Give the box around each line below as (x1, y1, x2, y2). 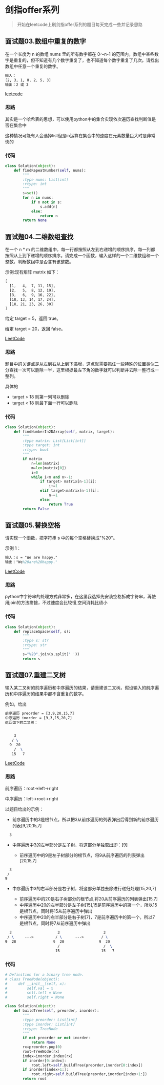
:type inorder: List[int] (22, 1022, 76, 1027)
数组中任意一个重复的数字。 (5, 63, 61, 69)
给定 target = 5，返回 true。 (5, 315, 61, 321)
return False (22, 506, 49, 511)
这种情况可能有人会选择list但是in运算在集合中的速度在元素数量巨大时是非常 (5, 132, 156, 138)
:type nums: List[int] (22, 177, 69, 182)
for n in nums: (22, 195, 54, 200)
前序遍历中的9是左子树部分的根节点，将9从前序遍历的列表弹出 (19, 852, 145, 858)
